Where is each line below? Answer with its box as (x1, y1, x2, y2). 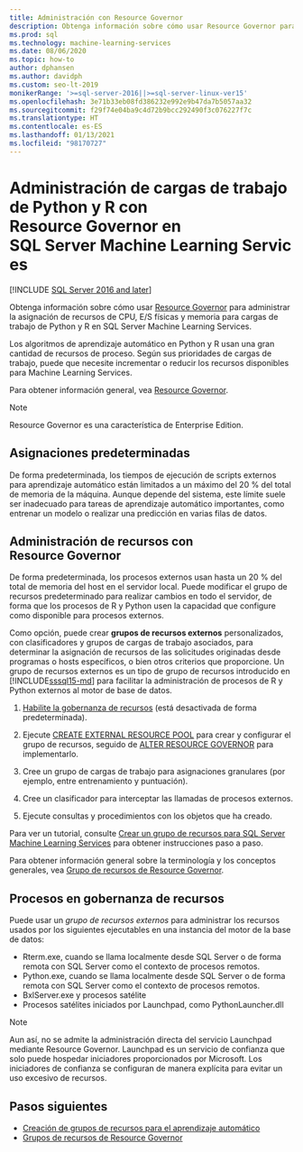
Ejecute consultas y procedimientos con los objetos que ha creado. (22, 810, 273, 821)
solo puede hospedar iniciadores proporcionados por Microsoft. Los (9, 1054, 263, 1065)
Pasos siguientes (9, 1099, 108, 1114)
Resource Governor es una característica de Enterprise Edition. (9, 419, 243, 430)
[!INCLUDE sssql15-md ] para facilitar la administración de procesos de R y (9, 675, 283, 686)
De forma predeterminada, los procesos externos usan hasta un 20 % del (9, 571, 282, 582)
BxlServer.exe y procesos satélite (22, 990, 147, 1001)
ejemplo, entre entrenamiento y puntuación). (22, 776, 188, 787)
